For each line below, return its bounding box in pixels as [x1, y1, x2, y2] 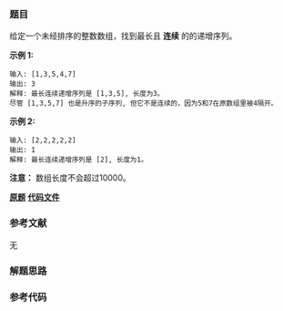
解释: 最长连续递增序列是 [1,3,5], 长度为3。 [9, 89, 165, 98]
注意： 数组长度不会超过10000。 [9, 172, 131, 183]
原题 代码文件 [9, 192, 60, 202]
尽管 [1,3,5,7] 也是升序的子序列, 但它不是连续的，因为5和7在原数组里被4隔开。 [9, 98, 278, 109]
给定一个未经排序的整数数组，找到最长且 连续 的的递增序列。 [9, 30, 238, 42]
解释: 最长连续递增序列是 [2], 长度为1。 [9, 155, 148, 165]
